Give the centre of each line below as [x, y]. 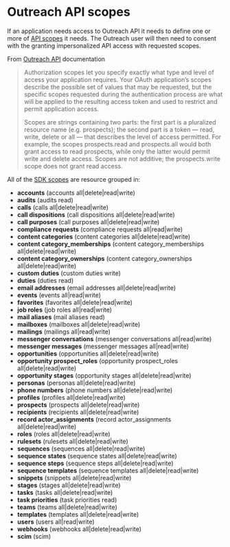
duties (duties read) [45, 280]
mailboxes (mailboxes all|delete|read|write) [79, 324]
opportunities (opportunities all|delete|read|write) [88, 353]
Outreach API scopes [69, 12]
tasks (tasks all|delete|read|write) [65, 492]
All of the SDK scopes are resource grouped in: [74, 179]
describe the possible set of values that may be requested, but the [118, 87]
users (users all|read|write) [56, 522]
